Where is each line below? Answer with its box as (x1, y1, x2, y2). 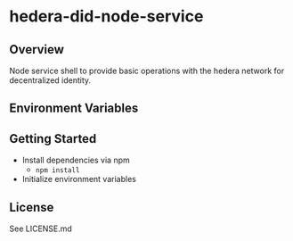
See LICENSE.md (9, 223, 73, 234)
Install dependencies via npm (21, 154, 131, 166)
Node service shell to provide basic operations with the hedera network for (9, 65, 285, 76)
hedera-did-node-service (9, 6, 204, 27)
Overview (9, 42, 65, 57)
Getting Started (9, 131, 97, 146)
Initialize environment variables (21, 174, 136, 185)
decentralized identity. (9, 75, 92, 86)
